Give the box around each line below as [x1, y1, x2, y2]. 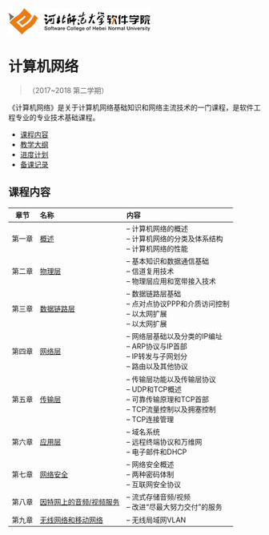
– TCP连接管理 [126, 414, 175, 424]
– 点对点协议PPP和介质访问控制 [126, 299, 230, 308]
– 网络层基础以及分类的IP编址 [126, 332, 223, 341]
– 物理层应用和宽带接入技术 [126, 276, 216, 286]
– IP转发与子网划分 [126, 352, 188, 361]
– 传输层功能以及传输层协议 [126, 374, 216, 384]
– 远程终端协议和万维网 [126, 436, 203, 446]
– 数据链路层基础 [126, 289, 182, 298]
